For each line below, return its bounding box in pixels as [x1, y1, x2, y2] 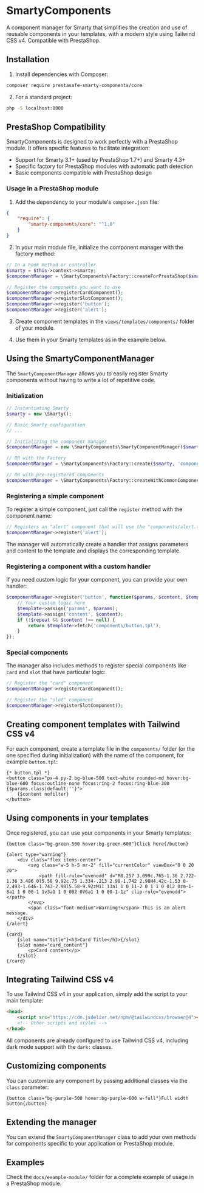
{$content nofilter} [17, 791, 69, 797]
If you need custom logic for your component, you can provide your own [6, 576, 188, 583]
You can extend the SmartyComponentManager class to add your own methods [6, 1133, 196, 1141]
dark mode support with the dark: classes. [6, 1043, 114, 1050]
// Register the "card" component [6, 680, 94, 686]
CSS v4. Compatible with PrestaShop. [6, 37, 101, 44]
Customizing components [6, 1061, 107, 1071]
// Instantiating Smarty [6, 405, 69, 411]
